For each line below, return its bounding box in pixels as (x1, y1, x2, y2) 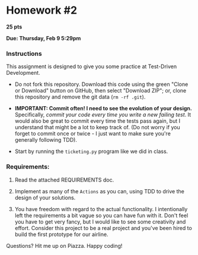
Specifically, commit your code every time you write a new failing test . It (14, 111, 191, 119)
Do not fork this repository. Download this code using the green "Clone (14, 81, 189, 88)
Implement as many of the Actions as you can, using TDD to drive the (14, 187, 185, 195)
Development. (6, 69, 40, 76)
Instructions (6, 49, 43, 58)
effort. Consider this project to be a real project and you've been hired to (14, 224, 193, 231)
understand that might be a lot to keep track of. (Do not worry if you (14, 124, 181, 131)
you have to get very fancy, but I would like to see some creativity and (14, 218, 186, 225)
